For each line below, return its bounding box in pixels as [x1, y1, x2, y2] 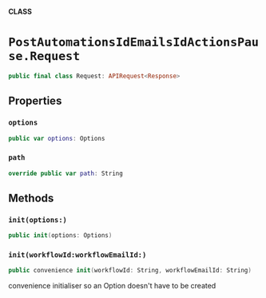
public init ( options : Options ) [8, 232, 113, 240]
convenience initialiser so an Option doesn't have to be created [8, 281, 216, 291]
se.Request [8, 49, 81, 64]
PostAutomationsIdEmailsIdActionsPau [8, 35, 260, 50]
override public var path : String [8, 169, 124, 177]
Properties [8, 94, 62, 108]
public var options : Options [8, 134, 105, 142]
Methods [8, 191, 54, 205]
